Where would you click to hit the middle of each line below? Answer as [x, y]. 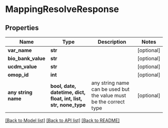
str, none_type [68, 105]
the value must [109, 95]
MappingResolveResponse [62, 9]
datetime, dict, [68, 92]
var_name [20, 50]
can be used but [110, 89]
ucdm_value [22, 67]
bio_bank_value [27, 58]
